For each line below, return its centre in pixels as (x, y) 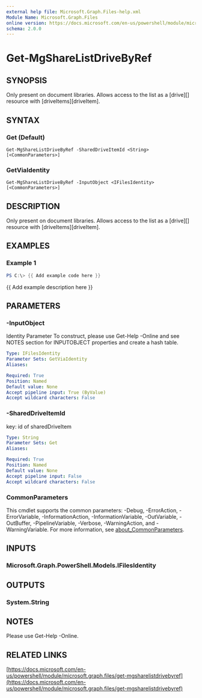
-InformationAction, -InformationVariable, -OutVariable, (110, 516)
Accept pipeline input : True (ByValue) (56, 392)
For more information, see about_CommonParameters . (117, 529)
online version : (26, 23)
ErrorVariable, (23, 516)
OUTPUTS (26, 585)
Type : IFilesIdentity (33, 354)
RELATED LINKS (37, 655)
